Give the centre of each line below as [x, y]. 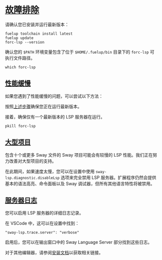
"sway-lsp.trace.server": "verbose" [42, 233]
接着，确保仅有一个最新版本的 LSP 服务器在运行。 [55, 117]
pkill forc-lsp [20, 126]
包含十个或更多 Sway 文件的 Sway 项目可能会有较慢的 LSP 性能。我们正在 [79, 155]
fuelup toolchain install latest [39, 34]
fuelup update [19, 38]
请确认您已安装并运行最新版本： [37, 24]
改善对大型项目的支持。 [33, 161]
